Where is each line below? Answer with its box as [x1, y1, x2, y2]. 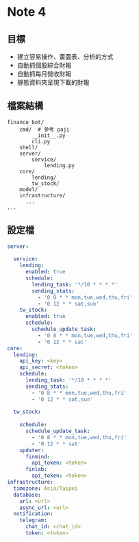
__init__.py [31, 132, 66, 139]
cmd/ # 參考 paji [19, 126, 70, 133]
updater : [19, 447, 45, 454]
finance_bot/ [7, 119, 45, 125]
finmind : [25, 453, 51, 460]
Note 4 [7, 4, 47, 20]
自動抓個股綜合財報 [16, 61, 72, 69]
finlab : [25, 466, 48, 473]
